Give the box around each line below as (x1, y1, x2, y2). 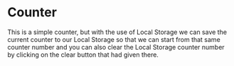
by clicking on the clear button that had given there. (7, 50, 159, 59)
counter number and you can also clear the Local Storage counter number (7, 43, 225, 51)
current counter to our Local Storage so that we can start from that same (7, 35, 220, 43)
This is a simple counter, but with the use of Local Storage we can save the (7, 28, 228, 36)
